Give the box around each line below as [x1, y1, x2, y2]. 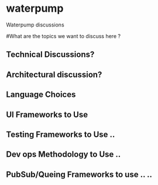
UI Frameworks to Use [6, 109, 88, 119]
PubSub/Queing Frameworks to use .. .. [6, 169, 153, 179]
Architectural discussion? [6, 69, 102, 79]
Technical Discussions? [6, 49, 95, 60]
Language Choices [6, 90, 76, 100]
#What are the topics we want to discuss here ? [6, 32, 121, 39]
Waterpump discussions [6, 21, 64, 28]
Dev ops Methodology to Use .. [6, 149, 121, 160]
